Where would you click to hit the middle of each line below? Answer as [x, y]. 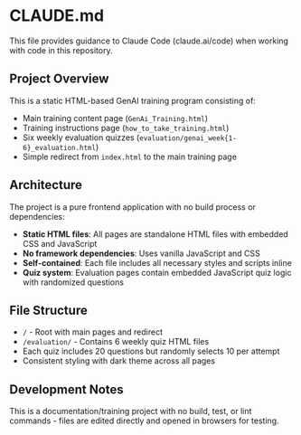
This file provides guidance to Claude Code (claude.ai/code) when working [149, 41]
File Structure [48, 310]
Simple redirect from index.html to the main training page [130, 156]
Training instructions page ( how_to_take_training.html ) [126, 128]
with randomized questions [73, 282]
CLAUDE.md [57, 16]
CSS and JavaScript [60, 243]
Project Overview [59, 79]
